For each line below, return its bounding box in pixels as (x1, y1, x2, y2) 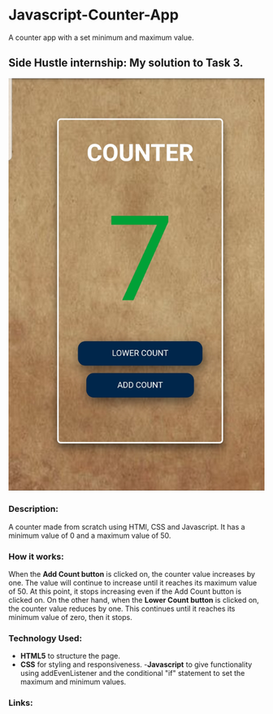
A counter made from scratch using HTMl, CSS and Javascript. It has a (8, 521, 245, 531)
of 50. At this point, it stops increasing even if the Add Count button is (8, 586, 242, 596)
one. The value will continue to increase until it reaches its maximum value (8, 578, 258, 588)
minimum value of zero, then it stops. (8, 612, 132, 622)
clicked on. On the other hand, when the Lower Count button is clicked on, (8, 595, 260, 605)
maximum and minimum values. (19, 677, 127, 687)
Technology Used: (8, 633, 83, 643)
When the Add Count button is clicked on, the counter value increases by (8, 569, 256, 579)
